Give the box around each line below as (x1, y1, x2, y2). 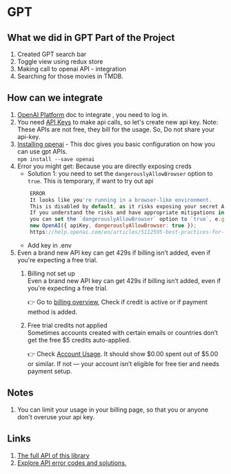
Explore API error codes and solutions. (17, 458, 127, 467)
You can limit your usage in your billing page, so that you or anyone (17, 405, 209, 414)
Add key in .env (27, 241, 72, 249)
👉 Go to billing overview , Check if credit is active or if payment (27, 298, 208, 306)
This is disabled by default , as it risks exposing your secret (30, 203, 219, 210)
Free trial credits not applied (27, 321, 108, 329)
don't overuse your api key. (17, 412, 95, 421)
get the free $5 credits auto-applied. (27, 336, 131, 344)
